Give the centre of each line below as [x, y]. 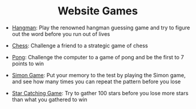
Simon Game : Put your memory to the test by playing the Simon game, [99, 75]
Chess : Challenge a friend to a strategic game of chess [80, 46]
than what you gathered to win [50, 99]
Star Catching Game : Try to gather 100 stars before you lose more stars [100, 93]
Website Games [98, 11]
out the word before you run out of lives [61, 34]
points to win [28, 63]
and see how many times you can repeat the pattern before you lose [96, 81]
